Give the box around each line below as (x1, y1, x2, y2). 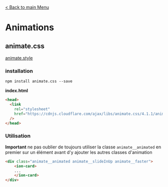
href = (14, 111, 26, 116)
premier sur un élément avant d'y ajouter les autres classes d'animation (5, 149, 152, 155)
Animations (5, 22, 54, 33)
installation (5, 67, 33, 74)
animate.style (5, 55, 33, 61)
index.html (5, 88, 28, 94)
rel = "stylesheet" (14, 107, 50, 112)
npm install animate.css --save (5, 79, 72, 84)
